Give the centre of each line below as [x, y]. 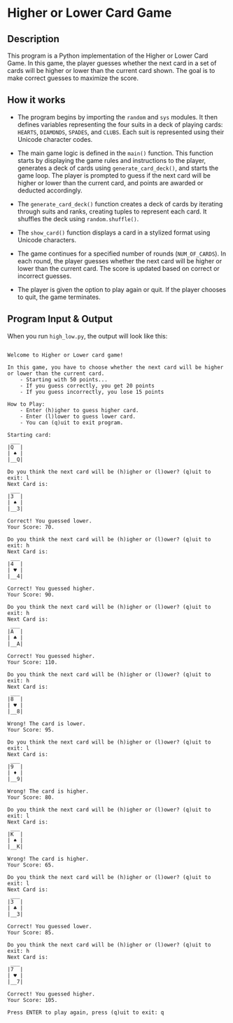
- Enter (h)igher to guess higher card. [79, 410]
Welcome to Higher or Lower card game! [65, 355]
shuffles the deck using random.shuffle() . [78, 218]
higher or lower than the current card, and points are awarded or [110, 183]
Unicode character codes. [55, 139]
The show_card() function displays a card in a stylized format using [114, 232]
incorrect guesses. [44, 276]
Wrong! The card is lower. [47, 724]
